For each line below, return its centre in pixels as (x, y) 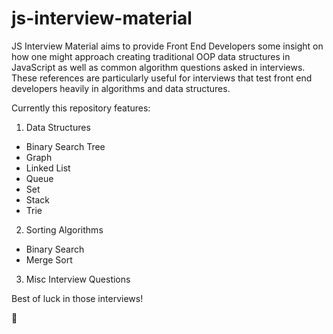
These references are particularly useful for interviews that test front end (162, 78)
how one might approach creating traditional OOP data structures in (151, 56)
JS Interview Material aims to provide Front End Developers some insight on (167, 46)
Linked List (48, 168)
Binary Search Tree (65, 146)
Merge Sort (49, 259)
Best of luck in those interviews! (77, 298)
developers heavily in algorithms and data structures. (121, 88)
